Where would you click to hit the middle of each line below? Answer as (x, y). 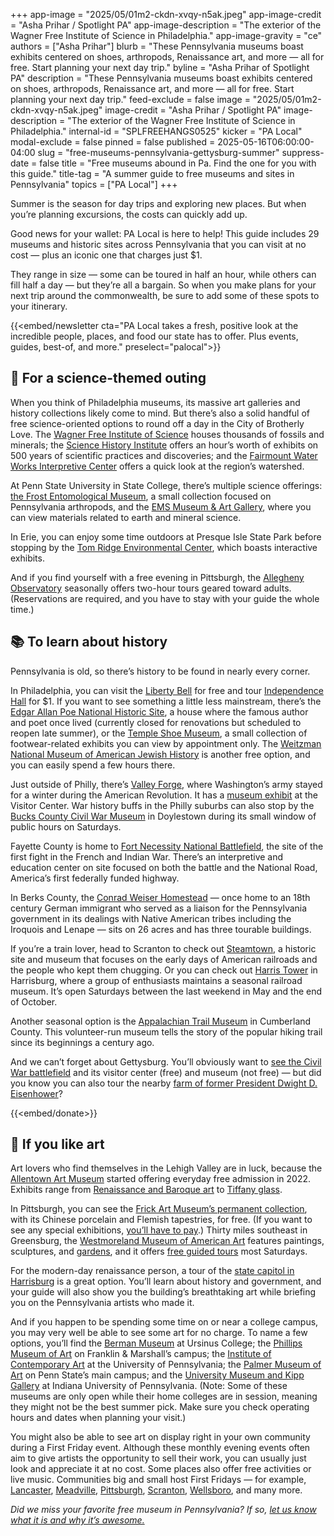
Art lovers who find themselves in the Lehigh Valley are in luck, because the (166, 1168)
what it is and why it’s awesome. (77, 1520)
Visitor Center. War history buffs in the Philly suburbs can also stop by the (162, 805)
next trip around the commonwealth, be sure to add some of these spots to (165, 295)
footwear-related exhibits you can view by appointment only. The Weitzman (166, 743)
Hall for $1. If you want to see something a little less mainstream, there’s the (166, 701)
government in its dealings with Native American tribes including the (151, 918)
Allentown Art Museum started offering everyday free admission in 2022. (160, 1179)
